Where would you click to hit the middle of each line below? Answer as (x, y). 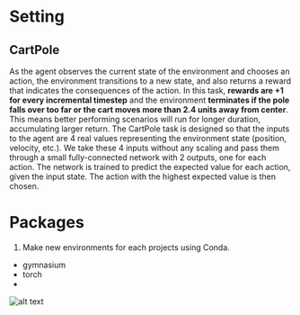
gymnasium (44, 265)
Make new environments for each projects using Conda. (126, 247)
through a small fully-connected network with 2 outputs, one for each (138, 157)
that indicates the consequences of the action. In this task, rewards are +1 (147, 90)
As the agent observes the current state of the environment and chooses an (150, 71)
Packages (47, 223)
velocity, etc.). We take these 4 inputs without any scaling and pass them (145, 148)
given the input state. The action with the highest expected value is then (143, 176)
